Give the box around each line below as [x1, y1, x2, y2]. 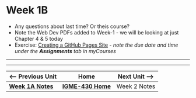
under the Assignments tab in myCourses [14, 47, 117, 54]
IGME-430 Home [62, 82, 111, 90]
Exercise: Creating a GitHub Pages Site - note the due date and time [14, 41, 178, 48]
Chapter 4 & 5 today [14, 35, 63, 42]
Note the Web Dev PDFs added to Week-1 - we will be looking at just [14, 29, 179, 36]
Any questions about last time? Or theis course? [14, 23, 130, 30]
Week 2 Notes [116, 82, 156, 90]
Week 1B [6, 3, 48, 17]
